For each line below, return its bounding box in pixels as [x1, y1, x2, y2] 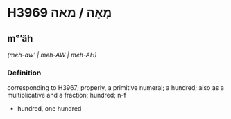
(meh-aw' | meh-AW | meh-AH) [7, 51, 97, 59]
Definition [7, 68, 42, 77]
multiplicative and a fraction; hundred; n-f [7, 91, 126, 100]
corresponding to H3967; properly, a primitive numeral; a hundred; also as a [7, 84, 224, 92]
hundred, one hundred [17, 104, 82, 113]
